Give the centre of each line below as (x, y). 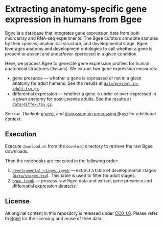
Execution (21, 134)
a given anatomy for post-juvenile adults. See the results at (71, 99)
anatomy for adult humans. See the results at (57, 83)
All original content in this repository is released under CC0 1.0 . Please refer (81, 213)
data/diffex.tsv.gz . (33, 104)
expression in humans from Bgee (73, 19)
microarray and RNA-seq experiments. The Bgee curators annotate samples (81, 38)
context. (13, 119)
